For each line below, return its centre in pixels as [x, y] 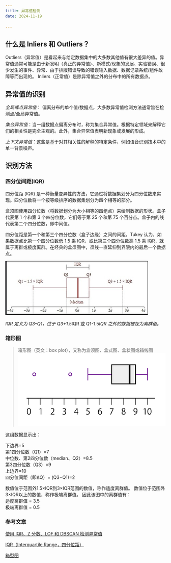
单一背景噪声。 [21, 148]
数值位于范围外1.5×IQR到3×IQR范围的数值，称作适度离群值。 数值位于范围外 [85, 488]
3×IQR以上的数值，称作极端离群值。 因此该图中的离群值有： [68, 494]
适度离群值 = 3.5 [22, 501]
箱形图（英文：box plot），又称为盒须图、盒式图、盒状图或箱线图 [85, 350]
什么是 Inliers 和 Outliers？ [48, 44]
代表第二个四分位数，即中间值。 [39, 223]
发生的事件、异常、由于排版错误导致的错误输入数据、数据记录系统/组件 [84, 70]
